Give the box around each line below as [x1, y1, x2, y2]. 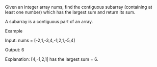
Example [5, 28, 23, 33]
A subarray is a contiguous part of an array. [5, 19, 93, 24]
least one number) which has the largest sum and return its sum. [5, 9, 136, 15]
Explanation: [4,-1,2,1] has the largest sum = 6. [5, 56, 99, 62]
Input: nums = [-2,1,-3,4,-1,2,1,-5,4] [5, 37, 75, 43]
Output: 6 [5, 47, 25, 52]
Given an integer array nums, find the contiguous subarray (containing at [5, 4, 153, 10]
